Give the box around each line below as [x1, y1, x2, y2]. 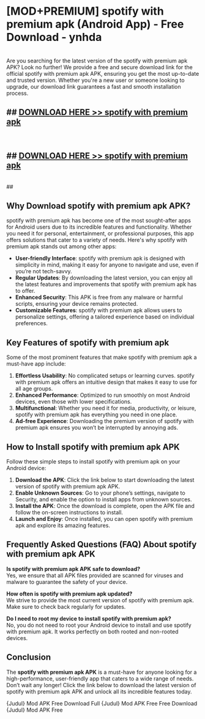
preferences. [15, 320, 48, 327]
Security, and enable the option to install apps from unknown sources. [15, 496, 192, 503]
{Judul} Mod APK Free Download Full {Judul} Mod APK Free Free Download [6, 699, 198, 707]
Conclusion [6, 652, 51, 663]
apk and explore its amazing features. [15, 522, 110, 529]
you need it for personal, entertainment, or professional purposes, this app [6, 230, 195, 237]
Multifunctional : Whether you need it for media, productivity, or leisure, [15, 405, 196, 412]
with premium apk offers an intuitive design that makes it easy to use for [15, 378, 198, 386]
